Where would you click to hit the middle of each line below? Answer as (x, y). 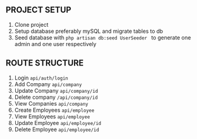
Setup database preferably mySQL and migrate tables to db (88, 31)
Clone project (32, 24)
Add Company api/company (48, 84)
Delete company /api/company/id (56, 97)
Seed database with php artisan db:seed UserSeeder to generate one (103, 37)
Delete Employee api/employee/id (57, 129)
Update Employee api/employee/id (58, 123)
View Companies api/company (51, 103)
